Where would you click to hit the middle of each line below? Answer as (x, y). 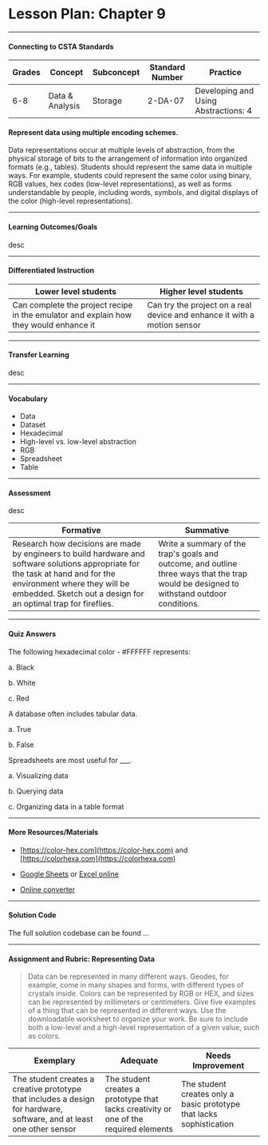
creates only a (207, 1094)
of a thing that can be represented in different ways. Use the (127, 1011)
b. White (22, 682)
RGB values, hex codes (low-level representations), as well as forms (120, 184)
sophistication (207, 1124)
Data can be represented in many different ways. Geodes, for (128, 976)
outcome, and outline (198, 564)
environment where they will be (71, 584)
